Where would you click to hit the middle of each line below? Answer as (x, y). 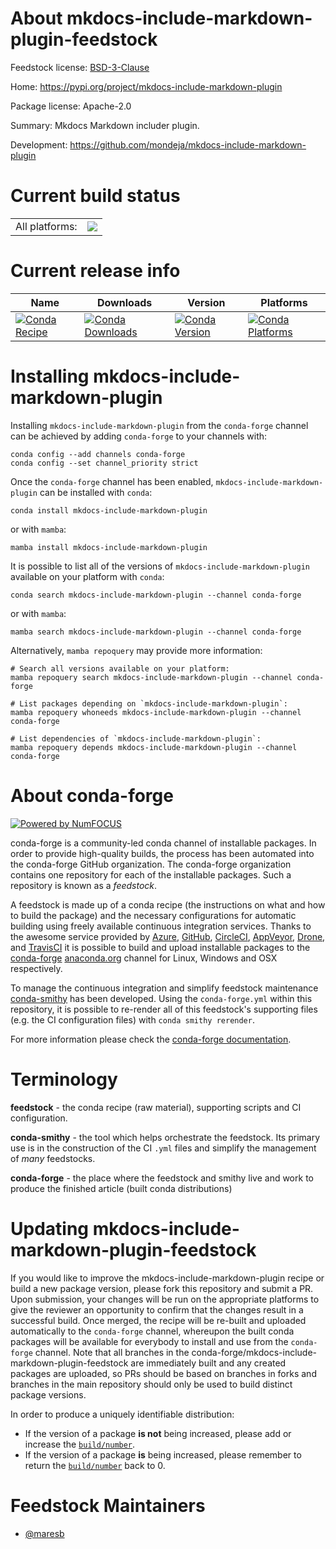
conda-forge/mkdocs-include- (254, 1352)
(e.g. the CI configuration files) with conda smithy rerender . (132, 1019)
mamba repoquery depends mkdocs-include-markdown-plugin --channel (154, 747)
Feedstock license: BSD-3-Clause (80, 67)
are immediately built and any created (208, 1363)
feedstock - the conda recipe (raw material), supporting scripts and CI (156, 1107)
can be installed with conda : (96, 492)
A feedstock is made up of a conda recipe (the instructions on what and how (168, 904)
